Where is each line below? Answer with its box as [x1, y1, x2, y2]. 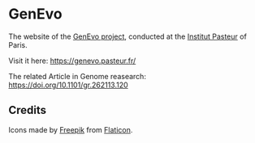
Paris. [8, 40, 28, 49]
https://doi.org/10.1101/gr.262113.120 [8, 80, 128, 90]
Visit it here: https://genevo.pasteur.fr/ [8, 56, 136, 65]
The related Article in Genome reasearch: [8, 71, 146, 81]
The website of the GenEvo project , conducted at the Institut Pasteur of [8, 32, 248, 41]
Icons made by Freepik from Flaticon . [8, 124, 133, 134]
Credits [8, 103, 47, 117]
